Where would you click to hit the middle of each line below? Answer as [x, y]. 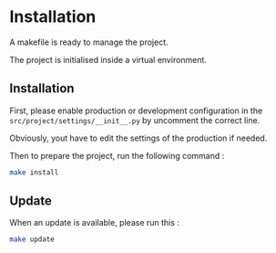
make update [32, 239]
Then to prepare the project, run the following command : [117, 155]
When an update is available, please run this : [95, 223]
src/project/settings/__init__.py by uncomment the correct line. [135, 120]
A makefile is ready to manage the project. [89, 42]
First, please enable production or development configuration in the [136, 111]
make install [34, 172]
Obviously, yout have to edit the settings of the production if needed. [138, 138]
